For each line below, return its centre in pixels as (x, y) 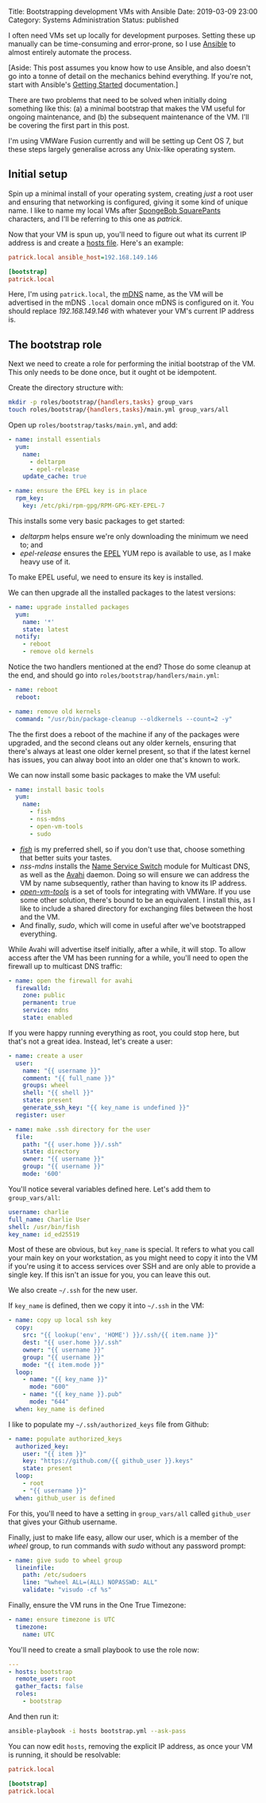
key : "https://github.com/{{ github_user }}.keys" (108, 1461)
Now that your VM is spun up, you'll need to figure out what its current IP (127, 234)
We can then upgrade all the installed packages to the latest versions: (122, 592)
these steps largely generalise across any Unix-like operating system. (122, 149)
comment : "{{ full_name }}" (69, 1078)
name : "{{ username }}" (62, 1071)
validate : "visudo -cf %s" (67, 1590)
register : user (40, 1115)
